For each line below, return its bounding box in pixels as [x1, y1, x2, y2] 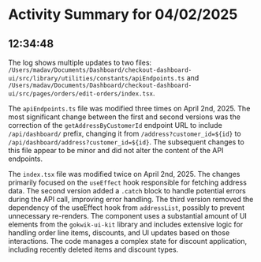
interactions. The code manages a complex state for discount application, [8, 237, 248, 245]
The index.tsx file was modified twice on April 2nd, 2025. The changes [8, 170, 240, 178]
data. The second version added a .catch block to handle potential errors [8, 186, 246, 195]
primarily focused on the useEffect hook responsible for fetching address [8, 178, 247, 187]
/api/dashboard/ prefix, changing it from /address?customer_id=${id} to [8, 129, 242, 138]
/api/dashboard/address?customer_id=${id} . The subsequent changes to [8, 137, 244, 147]
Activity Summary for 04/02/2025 [8, 6, 238, 24]
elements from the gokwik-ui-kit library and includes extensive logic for [8, 219, 244, 229]
